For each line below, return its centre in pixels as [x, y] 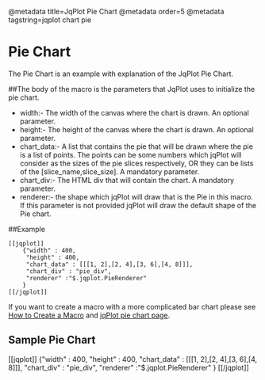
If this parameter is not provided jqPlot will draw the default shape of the [138, 205]
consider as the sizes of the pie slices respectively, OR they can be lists [136, 163]
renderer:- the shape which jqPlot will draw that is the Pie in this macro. [136, 196]
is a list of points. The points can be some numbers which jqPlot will [131, 154]
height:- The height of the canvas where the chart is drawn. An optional [136, 129]
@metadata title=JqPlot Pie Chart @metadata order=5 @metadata [116, 11]
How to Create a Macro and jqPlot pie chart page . [89, 315]
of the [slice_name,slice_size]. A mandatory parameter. [109, 171]
